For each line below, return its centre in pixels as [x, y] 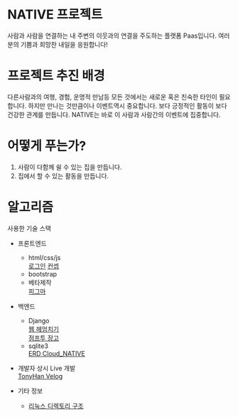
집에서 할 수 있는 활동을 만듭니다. [63, 175]
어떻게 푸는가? [47, 146]
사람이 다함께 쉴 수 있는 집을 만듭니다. [70, 167]
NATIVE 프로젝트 [55, 15]
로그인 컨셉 [43, 266]
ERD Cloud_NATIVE [56, 353]
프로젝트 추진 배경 [56, 76]
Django [39, 320]
